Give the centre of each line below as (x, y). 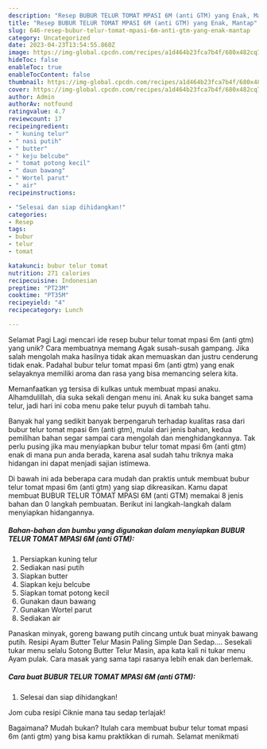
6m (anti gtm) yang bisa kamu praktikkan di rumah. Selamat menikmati (124, 736)
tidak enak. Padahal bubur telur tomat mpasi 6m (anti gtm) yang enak (122, 365)
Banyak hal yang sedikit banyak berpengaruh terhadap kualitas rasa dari (126, 421)
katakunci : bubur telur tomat (58, 266)
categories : (28, 214)
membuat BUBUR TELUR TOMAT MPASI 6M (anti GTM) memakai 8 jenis (126, 495)
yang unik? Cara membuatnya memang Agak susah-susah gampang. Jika (129, 348)
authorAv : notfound (41, 104)
